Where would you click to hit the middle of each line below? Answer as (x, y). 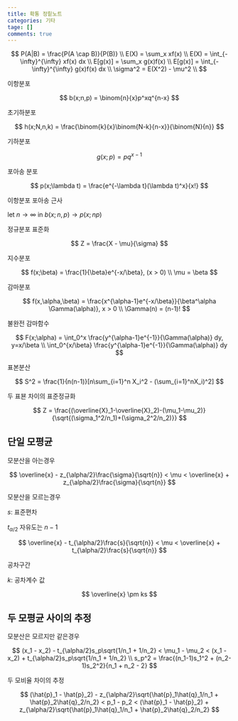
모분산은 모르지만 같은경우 (44, 636)
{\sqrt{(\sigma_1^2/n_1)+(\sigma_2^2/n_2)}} (115, 418)
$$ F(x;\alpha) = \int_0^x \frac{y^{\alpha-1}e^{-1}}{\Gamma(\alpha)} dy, (119, 337)
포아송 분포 (23, 171)
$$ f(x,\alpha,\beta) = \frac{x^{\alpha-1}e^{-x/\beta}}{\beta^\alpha (119, 301)
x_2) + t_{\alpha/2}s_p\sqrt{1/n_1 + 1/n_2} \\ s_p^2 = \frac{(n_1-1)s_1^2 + (111, 658)
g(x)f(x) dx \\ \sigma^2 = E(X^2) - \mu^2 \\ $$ (141, 69)
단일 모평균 (30, 442)
